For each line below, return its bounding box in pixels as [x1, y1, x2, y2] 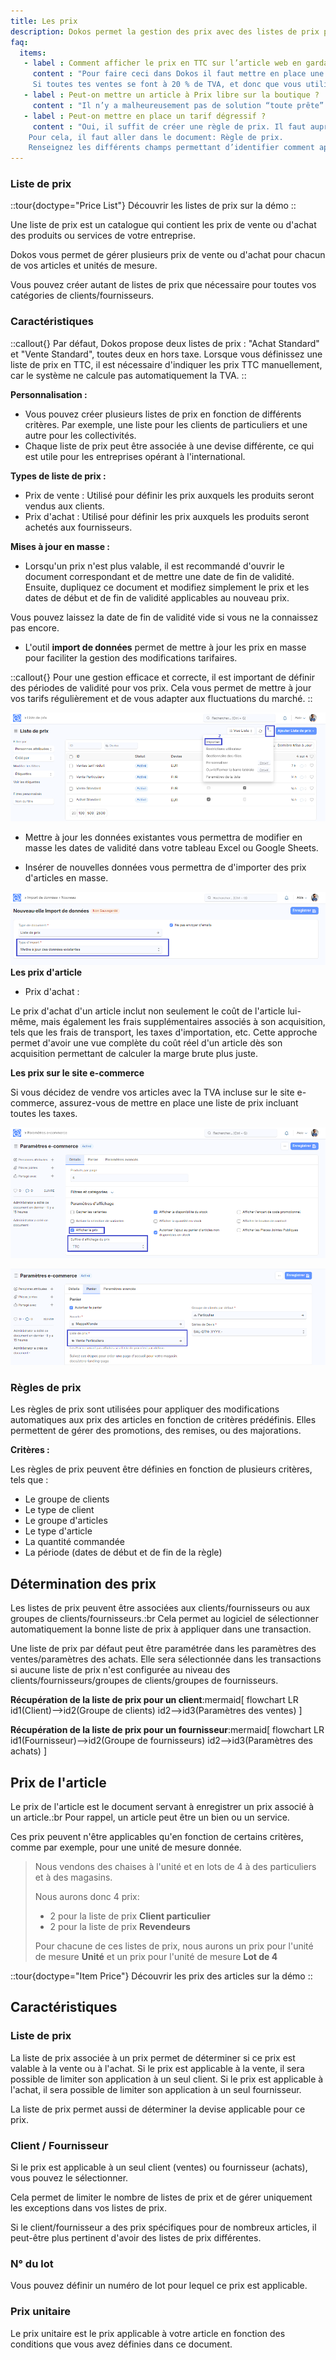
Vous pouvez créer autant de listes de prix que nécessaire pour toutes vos [10, 279, 317, 291]
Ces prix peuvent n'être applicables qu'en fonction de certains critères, [10, 1830, 304, 1842]
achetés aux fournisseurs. [24, 521, 133, 533]
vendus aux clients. [24, 500, 105, 512]
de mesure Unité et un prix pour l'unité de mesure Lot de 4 [34, 1950, 278, 1962]
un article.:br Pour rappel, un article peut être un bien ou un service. [10, 1811, 290, 1823]
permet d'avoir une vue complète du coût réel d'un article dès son [10, 1036, 283, 1049]
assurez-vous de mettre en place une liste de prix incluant [59, 1096, 299, 1109]
